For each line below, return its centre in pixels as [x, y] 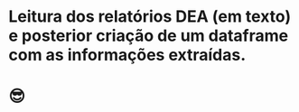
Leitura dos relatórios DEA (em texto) [149, 17]
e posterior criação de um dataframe [149, 36]
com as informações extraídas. [127, 55]
